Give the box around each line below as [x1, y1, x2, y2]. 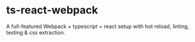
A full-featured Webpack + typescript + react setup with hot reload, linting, [6, 23, 189, 30]
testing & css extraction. [6, 29, 65, 36]
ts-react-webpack [6, 3, 98, 17]
